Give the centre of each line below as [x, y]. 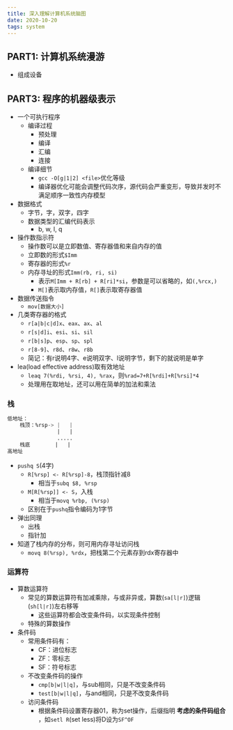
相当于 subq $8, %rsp [67, 483]
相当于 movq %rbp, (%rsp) [74, 500]
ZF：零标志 [54, 658]
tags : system [26, 26]
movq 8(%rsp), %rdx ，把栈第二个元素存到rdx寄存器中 [103, 552]
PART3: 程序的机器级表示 [62, 99]
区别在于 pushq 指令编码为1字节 [70, 508]
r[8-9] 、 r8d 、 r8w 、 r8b [60, 349]
